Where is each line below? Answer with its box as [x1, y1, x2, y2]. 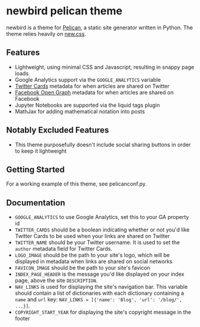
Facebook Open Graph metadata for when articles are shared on [14, 88, 174, 96]
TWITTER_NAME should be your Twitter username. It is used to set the [14, 239, 180, 246]
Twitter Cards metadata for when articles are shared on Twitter [14, 82, 170, 90]
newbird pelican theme [6, 4, 123, 18]
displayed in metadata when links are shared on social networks [14, 258, 173, 265]
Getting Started [6, 164, 65, 174]
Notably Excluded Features [6, 125, 109, 135]
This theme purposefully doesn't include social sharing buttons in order [14, 141, 191, 148]
